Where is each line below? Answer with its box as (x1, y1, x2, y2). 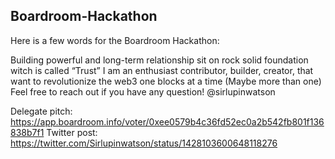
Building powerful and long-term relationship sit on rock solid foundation (10, 54, 309, 66)
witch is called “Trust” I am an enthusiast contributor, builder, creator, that (10, 64, 314, 76)
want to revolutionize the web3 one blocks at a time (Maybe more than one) (10, 75, 322, 87)
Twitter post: (46, 126, 98, 138)
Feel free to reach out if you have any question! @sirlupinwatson (10, 85, 276, 98)
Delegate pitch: (10, 105, 73, 117)
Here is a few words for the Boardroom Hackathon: (10, 34, 220, 46)
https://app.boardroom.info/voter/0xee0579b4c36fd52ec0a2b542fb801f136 (10, 115, 325, 128)
